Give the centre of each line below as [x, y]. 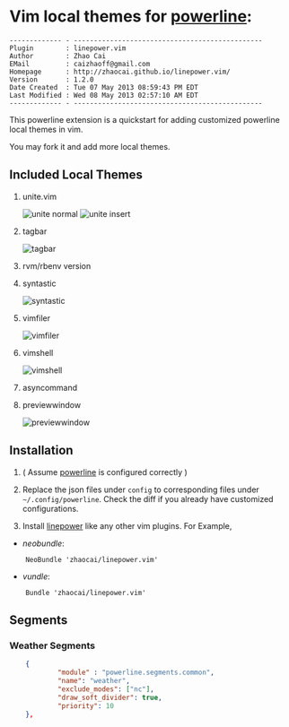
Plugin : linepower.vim [68, 48]
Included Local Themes [76, 175]
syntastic [39, 283]
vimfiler [36, 318]
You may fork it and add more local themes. [90, 146]
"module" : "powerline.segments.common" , [136, 673]
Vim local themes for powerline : [131, 17]
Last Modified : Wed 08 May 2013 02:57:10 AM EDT [104, 95]
